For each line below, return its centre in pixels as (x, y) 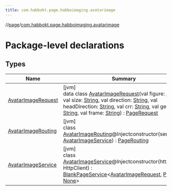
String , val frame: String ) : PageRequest (111, 113)
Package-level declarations (65, 45)
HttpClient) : (78, 168)
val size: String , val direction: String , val (110, 100)
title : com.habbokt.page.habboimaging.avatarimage (60, 10)
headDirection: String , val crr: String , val (111, 107)
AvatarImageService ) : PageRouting (106, 140)
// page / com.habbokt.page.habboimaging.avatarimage (62, 25)
